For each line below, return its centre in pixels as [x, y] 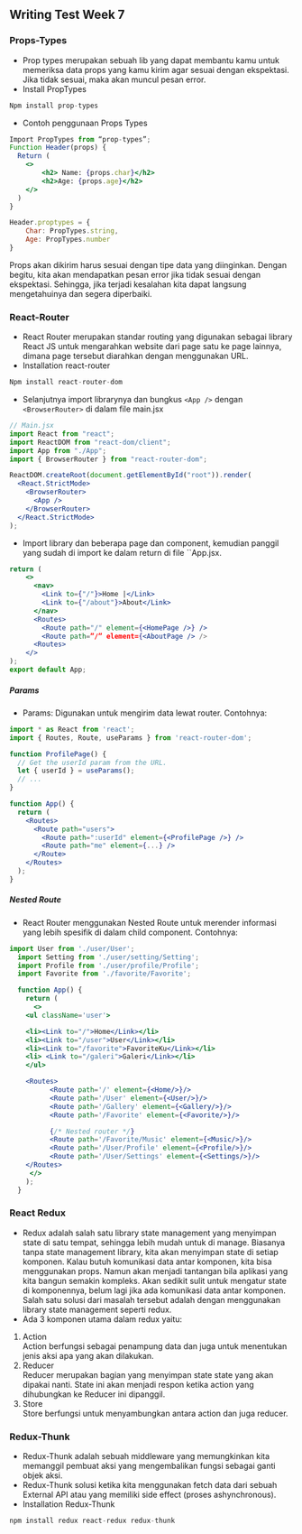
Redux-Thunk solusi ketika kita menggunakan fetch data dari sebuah [150, 1485]
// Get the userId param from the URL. [92, 762]
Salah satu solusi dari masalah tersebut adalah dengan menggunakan [151, 1299]
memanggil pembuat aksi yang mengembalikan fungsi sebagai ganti [149, 1466]
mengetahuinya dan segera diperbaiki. [81, 293]
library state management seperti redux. [97, 1309]
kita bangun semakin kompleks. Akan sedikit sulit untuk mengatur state [154, 1280]
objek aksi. [42, 1475]
